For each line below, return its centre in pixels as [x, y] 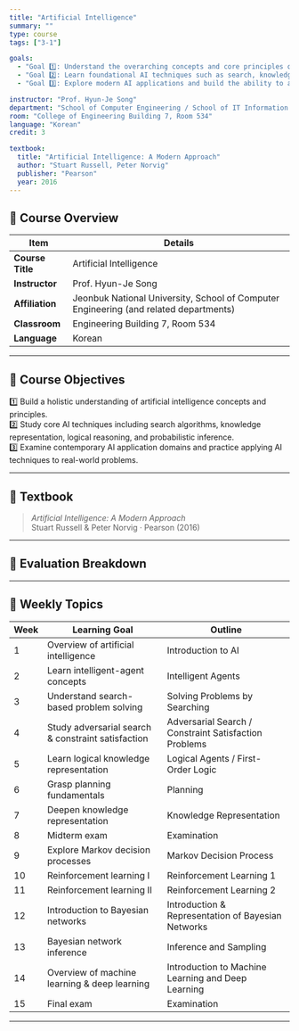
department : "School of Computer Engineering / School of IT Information [149, 108]
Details [178, 243]
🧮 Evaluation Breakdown [78, 564]
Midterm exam [78, 835]
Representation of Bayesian [224, 915]
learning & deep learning [99, 984]
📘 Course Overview [64, 218]
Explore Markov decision [99, 850]
